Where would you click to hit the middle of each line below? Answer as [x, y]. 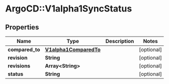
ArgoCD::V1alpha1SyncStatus [69, 9]
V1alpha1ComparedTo [73, 49]
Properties [22, 27]
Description [120, 41]
